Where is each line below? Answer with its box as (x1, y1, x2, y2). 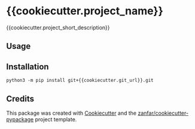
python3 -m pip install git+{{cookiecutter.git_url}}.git (6, 78, 154, 84)
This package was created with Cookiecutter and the (6, 109, 137, 116)
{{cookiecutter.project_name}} (6, 4, 163, 18)
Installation (6, 62, 49, 72)
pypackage (6, 115, 34, 123)
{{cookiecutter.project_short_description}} (6, 24, 110, 31)
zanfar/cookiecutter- (137, 109, 189, 116)
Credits (6, 94, 35, 104)
